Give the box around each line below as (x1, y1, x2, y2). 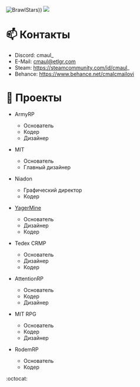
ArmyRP (14, 110, 35, 117)
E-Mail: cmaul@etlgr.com (14, 58, 76, 65)
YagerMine (14, 204, 41, 211)
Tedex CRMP (14, 240, 46, 247)
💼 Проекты (6, 91, 62, 104)
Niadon (14, 175, 32, 182)
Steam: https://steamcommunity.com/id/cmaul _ (14, 64, 130, 71)
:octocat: (6, 375, 28, 382)
